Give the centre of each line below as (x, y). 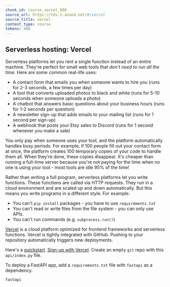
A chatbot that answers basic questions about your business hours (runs (89, 103)
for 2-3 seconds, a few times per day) (52, 87)
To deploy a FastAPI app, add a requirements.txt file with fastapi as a (79, 265)
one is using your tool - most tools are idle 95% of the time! (67, 167)
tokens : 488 (18, 29)
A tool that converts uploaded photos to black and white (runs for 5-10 (86, 93)
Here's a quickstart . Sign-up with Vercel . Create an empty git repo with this (84, 249)
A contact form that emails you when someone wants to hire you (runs (86, 82)
